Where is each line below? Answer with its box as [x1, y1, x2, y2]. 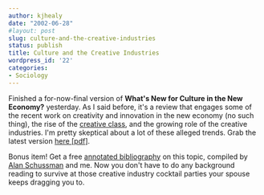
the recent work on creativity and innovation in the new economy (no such [8, 110, 254, 120]
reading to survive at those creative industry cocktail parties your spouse [8, 169, 250, 178]
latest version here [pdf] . [8, 136, 91, 145]
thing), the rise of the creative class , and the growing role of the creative [8, 119, 248, 128]
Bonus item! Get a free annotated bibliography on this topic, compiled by [8, 152, 249, 161]
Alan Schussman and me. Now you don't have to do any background [8, 160, 235, 169]
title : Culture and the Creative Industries [8, 49, 160, 57]
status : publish [8, 42, 63, 50]
